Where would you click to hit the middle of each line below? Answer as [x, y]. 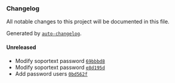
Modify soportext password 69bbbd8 [60, 61]
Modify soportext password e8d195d [60, 67]
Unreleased [21, 47]
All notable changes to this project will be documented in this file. [88, 22]
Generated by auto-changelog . [44, 33]
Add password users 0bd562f [51, 73]
